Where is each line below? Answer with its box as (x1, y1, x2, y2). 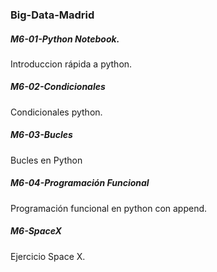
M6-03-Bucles (10, 129, 73, 141)
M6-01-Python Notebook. (10, 33, 120, 45)
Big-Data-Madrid (10, 8, 95, 22)
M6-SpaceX (10, 225, 62, 237)
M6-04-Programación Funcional (10, 177, 150, 189)
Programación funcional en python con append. (10, 202, 208, 214)
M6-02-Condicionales (10, 81, 106, 93)
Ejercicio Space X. (10, 250, 86, 262)
